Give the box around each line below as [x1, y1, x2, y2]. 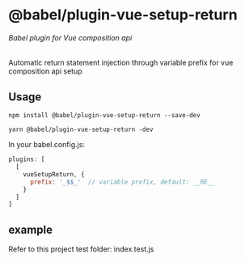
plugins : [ [8, 155, 45, 163]
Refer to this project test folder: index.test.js [8, 244, 154, 254]
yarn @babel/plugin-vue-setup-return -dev [8, 125, 154, 134]
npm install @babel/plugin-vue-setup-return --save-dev [8, 112, 201, 120]
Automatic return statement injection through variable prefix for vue [8, 58, 234, 68]
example [8, 222, 53, 236]
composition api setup [8, 66, 82, 76]
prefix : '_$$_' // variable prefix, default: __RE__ [29, 178, 216, 186]
